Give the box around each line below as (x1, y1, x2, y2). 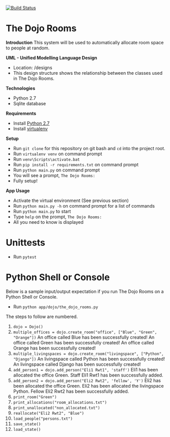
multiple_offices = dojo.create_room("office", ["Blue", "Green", (13, 330, 157, 335)
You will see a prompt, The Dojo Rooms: (13, 172, 96, 178)
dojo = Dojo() (13, 324, 43, 329)
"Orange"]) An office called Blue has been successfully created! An (13, 334, 155, 340)
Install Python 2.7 (13, 120, 50, 126)
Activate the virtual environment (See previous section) (13, 197, 129, 203)
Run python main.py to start (13, 208, 71, 214)
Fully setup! (13, 178, 38, 184)
